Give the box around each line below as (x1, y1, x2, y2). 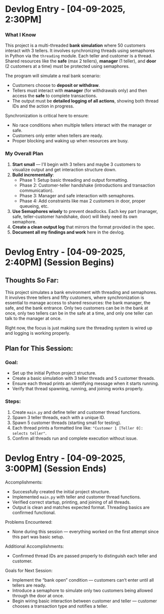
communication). (19, 187, 54, 193)
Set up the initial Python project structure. (12, 370, 96, 376)
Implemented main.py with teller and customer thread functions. (12, 494, 141, 500)
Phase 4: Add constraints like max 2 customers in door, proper (19, 198, 146, 204)
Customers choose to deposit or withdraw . (12, 82, 100, 88)
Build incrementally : (12, 172, 54, 178)
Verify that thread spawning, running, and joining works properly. (12, 386, 144, 392)
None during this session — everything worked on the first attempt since (12, 529, 159, 534)
